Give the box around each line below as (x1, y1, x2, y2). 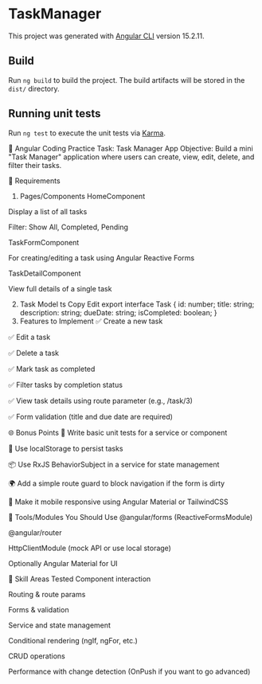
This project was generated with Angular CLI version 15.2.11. (8, 31, 205, 41)
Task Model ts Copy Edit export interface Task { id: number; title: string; (19, 299, 255, 309)
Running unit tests (8, 107, 101, 120)
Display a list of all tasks (8, 206, 88, 216)
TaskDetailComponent (8, 268, 81, 278)
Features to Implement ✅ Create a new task (19, 316, 163, 326)
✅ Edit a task (8, 332, 51, 342)
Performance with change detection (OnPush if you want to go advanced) (8, 666, 251, 676)
